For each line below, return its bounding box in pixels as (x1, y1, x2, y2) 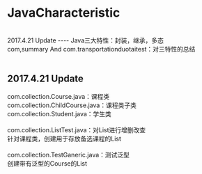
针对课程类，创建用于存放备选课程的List (7, 134, 122, 143)
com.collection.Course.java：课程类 (7, 92, 110, 100)
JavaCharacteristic (7, 5, 121, 21)
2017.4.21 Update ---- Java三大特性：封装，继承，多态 (7, 36, 164, 45)
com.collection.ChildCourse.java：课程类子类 (7, 101, 137, 109)
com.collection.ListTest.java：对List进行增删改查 (7, 125, 146, 134)
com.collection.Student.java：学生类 (7, 109, 111, 118)
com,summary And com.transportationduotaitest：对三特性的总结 (7, 45, 196, 53)
